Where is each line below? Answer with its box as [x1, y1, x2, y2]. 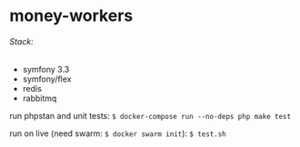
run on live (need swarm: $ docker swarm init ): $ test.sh [9, 128, 227, 139]
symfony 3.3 [22, 64, 70, 75]
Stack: [9, 35, 34, 46]
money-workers [9, 5, 134, 26]
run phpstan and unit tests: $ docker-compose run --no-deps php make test [9, 111, 292, 122]
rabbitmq [22, 93, 57, 104]
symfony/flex [22, 73, 72, 84]
